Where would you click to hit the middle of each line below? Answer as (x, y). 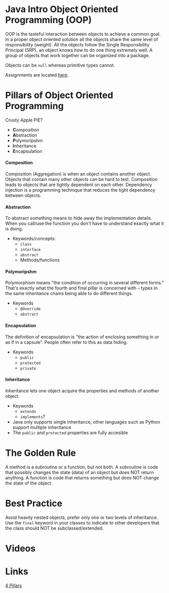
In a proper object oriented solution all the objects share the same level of (82, 39)
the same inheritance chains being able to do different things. (69, 293)
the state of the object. (29, 483)
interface (31, 250)
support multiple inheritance (42, 427)
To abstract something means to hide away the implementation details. (79, 218)
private (28, 368)
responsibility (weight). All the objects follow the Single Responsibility (77, 44)
